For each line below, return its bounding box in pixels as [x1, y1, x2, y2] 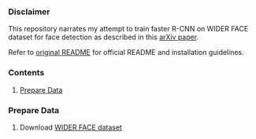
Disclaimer [8, 6, 50, 17]
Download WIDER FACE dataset [19, 123, 122, 132]
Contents [8, 68, 45, 79]
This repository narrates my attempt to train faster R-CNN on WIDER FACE [8, 24, 249, 34]
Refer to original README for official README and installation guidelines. [8, 48, 244, 57]
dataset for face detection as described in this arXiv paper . [8, 32, 199, 42]
